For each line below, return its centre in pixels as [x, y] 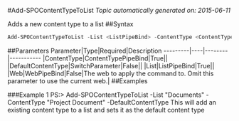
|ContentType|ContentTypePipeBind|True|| [105, 58]
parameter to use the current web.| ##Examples [78, 80]
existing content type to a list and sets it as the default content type [106, 110]
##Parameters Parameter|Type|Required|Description [85, 51]
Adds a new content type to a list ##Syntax [70, 24]
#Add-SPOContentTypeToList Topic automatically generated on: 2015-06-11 [119, 10]
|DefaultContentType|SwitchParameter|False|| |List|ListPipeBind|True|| [111, 65]
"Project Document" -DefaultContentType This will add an [132, 102]
